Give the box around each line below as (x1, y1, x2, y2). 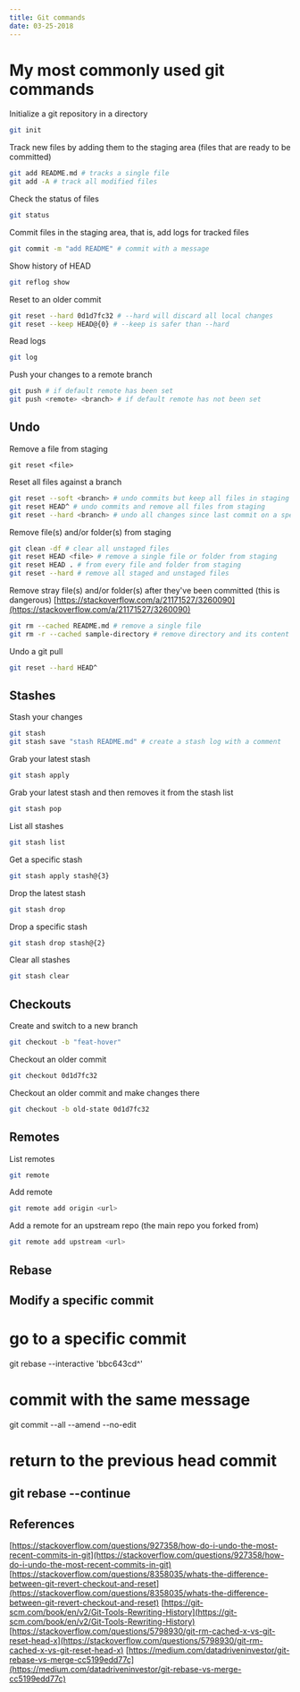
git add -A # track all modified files (9, 177, 158, 186)
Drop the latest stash (9, 887, 87, 898)
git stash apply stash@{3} (9, 871, 110, 880)
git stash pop (9, 805, 62, 814)
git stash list (9, 838, 66, 847)
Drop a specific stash (9, 921, 87, 932)
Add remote (9, 1187, 54, 1198)
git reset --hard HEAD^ (9, 663, 98, 672)
